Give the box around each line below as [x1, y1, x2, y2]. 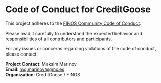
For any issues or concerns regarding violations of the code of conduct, [5, 45, 156, 51]
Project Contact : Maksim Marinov [5, 61, 77, 67]
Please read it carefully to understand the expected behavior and [5, 30, 142, 36]
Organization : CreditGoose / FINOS [5, 71, 80, 77]
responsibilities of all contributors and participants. [5, 36, 112, 42]
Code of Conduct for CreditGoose [5, 4, 151, 15]
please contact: [5, 51, 38, 57]
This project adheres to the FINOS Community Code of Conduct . [5, 20, 142, 26]
